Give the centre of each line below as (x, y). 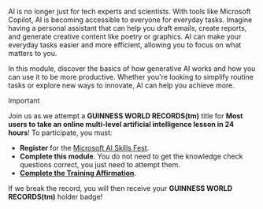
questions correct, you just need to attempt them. (100, 164)
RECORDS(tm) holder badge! (56, 197)
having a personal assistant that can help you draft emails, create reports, (128, 28)
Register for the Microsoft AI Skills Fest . (84, 148)
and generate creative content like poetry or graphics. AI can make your (125, 36)
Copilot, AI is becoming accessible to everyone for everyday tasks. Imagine (130, 20)
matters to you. (33, 53)
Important (24, 101)
